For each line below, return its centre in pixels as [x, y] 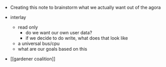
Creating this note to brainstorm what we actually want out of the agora [86, 7]
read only [28, 27]
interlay [18, 17]
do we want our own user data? [59, 32]
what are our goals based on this [53, 49]
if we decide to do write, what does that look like [77, 38]
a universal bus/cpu [39, 43]
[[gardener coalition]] [33, 59]
